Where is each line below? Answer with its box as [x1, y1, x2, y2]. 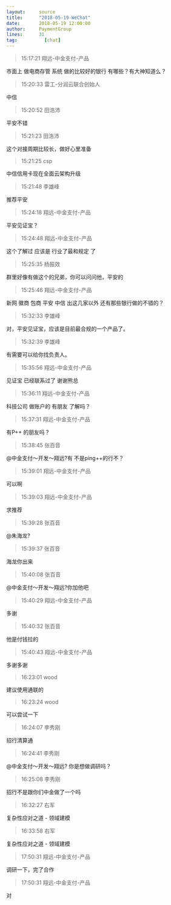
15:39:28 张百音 [21, 519, 61, 526]
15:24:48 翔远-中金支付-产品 [21, 235, 92, 242]
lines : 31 [6, 32, 45, 38]
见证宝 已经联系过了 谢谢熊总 [6, 377, 79, 384]
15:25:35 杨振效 [21, 260, 61, 268]
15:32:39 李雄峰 [21, 338, 61, 345]
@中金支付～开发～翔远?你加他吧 [6, 584, 89, 591]
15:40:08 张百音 [21, 571, 61, 578]
